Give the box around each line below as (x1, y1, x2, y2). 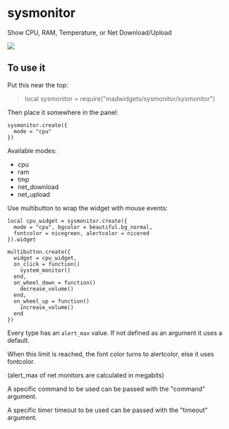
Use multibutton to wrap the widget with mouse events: (7, 203, 168, 212)
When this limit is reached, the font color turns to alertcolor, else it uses (7, 349, 214, 358)
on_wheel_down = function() (13, 279, 97, 286)
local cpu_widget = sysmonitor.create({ (7, 217, 128, 224)
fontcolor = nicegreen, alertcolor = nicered (13, 229, 150, 237)
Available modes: (7, 146, 57, 155)
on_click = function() (13, 260, 80, 267)
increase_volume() (20, 303, 74, 311)
